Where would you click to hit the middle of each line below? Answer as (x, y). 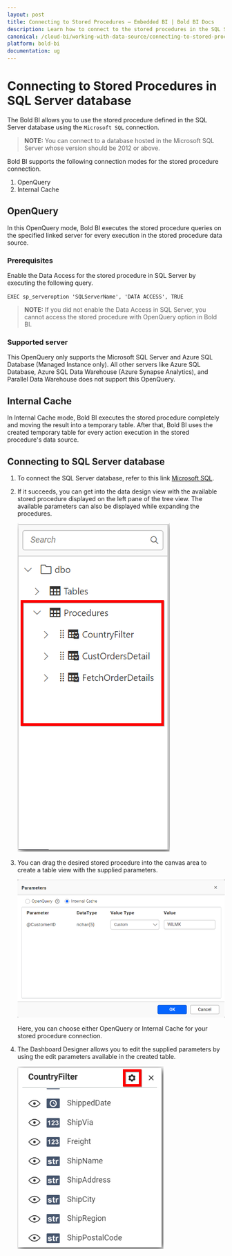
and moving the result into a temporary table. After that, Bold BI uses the (110, 425)
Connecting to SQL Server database (86, 461)
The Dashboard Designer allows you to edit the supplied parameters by (118, 1049)
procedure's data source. (43, 440)
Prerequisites (30, 261)
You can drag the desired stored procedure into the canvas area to (112, 862)
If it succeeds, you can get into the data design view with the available (117, 491)
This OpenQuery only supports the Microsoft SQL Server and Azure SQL (110, 357)
